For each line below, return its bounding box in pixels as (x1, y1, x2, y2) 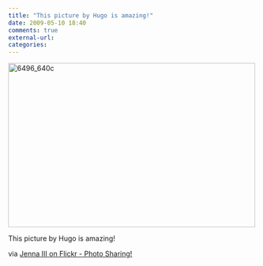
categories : (8, 41, 47, 49)
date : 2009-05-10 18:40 (8, 19, 87, 27)
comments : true (8, 26, 58, 34)
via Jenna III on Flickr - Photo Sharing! (8, 249, 133, 259)
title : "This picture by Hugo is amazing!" (8, 11, 154, 20)
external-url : (8, 33, 55, 42)
